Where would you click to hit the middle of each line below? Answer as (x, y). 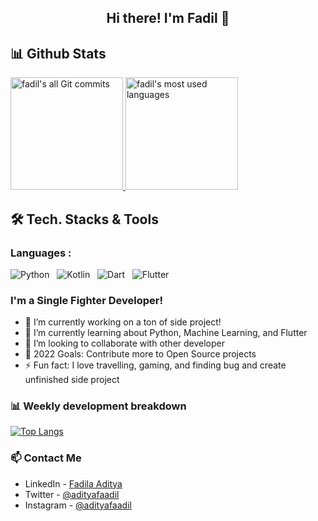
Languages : (41, 253)
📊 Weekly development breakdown (98, 406)
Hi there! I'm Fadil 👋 (168, 18)
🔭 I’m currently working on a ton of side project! (123, 322)
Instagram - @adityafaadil (78, 505)
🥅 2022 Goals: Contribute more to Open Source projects (140, 354)
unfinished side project (72, 380)
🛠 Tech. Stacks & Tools (84, 219)
